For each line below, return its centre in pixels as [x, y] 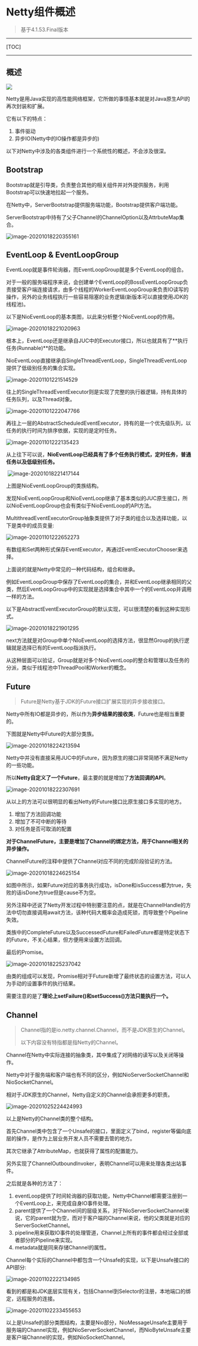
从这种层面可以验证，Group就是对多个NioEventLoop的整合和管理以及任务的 [98, 660]
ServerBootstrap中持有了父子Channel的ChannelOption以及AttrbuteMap [93, 217]
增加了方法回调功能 [38, 814]
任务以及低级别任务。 [32, 462]
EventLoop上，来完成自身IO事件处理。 [67, 1203]
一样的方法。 [22, 597]
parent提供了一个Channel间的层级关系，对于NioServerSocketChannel [99, 1211]
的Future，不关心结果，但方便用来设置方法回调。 [66, 940]
